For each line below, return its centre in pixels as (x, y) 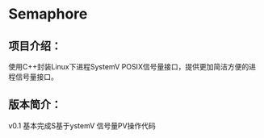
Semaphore (48, 14)
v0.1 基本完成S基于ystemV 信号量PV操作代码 (82, 125)
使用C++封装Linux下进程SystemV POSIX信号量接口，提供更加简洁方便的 (129, 67)
